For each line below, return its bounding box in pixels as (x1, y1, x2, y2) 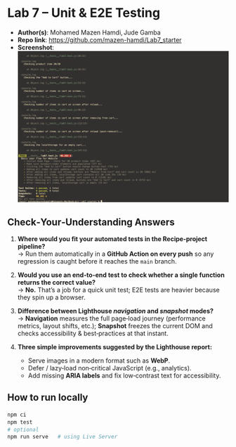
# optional (7, 426, 39, 433)
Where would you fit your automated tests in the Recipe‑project (17, 234, 208, 243)
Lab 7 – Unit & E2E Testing (7, 5, 160, 21)
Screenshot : (17, 43, 55, 51)
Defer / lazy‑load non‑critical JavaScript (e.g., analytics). (27, 363, 192, 372)
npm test (7, 418, 33, 426)
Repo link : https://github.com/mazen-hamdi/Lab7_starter (17, 35, 182, 44)
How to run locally (7, 391, 88, 403)
